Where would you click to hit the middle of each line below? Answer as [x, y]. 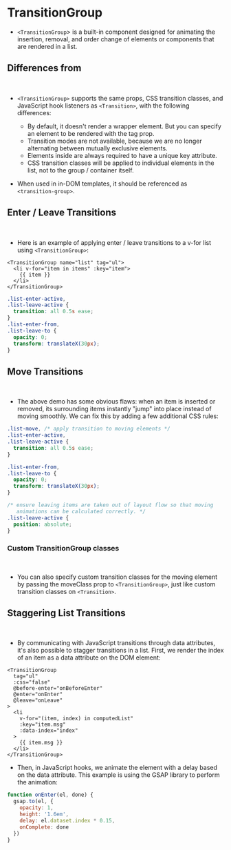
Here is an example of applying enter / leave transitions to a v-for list [114, 242]
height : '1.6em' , [44, 814]
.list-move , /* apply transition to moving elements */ [89, 429]
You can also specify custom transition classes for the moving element [117, 577]
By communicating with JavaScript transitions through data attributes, [116, 643]
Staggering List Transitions [66, 613]
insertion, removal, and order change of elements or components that [115, 39]
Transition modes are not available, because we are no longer [115, 141]
